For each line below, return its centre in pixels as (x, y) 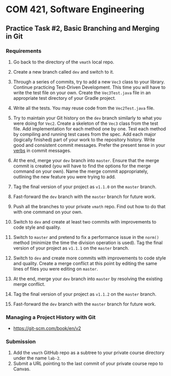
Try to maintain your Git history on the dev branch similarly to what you (87, 118)
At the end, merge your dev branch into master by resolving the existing (88, 279)
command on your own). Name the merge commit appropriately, (81, 171)
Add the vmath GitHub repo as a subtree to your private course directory (89, 353)
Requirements (24, 51)
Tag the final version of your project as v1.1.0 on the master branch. (85, 186)
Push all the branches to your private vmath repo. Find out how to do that (89, 206)
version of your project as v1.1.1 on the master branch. (71, 248)
